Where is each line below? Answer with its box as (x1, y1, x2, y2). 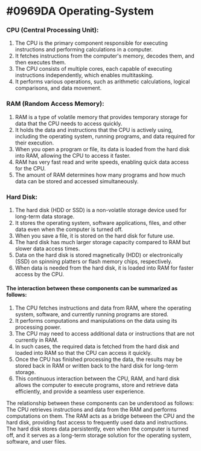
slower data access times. (14, 245, 80, 252)
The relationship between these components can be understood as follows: (6, 400, 194, 407)
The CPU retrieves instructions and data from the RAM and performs (6, 406, 177, 414)
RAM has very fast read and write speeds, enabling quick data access (14, 158, 189, 166)
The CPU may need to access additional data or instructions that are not (14, 330, 195, 337)
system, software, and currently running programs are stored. (14, 311, 169, 318)
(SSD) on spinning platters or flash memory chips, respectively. (14, 258, 173, 265)
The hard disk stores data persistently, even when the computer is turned (6, 425, 189, 433)
